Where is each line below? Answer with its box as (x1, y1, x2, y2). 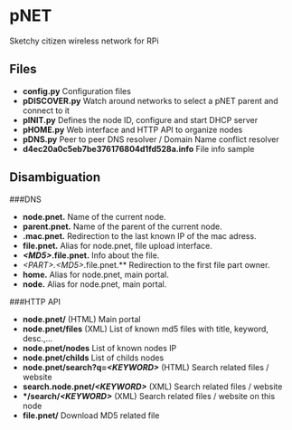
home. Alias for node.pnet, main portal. (22, 269, 169, 280)
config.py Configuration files (22, 85, 131, 96)
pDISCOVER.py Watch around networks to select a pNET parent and (22, 95, 278, 106)
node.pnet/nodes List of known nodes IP (22, 342, 177, 353)
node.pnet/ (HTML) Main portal (22, 313, 141, 324)
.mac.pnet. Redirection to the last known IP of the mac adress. (22, 230, 257, 241)
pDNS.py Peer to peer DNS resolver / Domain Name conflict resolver (22, 133, 280, 145)
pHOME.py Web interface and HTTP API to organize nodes (22, 124, 243, 135)
